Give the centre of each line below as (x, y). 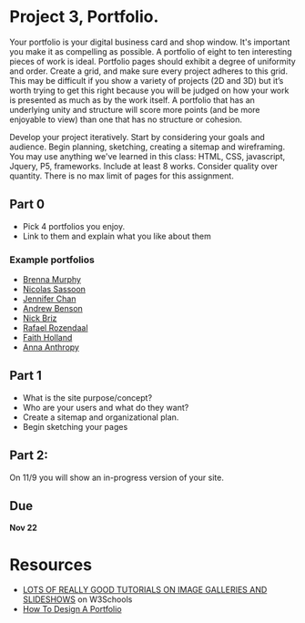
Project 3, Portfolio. (84, 17)
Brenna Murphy (52, 280)
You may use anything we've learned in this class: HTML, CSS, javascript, (147, 156)
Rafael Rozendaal (55, 328)
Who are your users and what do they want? (106, 407)
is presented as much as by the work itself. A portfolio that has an (132, 100)
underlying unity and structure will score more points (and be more (135, 109)
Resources (51, 564)
